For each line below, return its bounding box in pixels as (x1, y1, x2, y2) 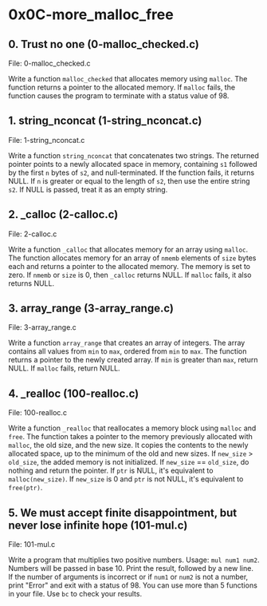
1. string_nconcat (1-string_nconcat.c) (8, 114, 202, 128)
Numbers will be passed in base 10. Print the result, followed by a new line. (8, 564, 253, 573)
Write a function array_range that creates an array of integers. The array (8, 338, 245, 348)
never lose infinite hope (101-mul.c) (8, 518, 188, 532)
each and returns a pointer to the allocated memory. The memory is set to (8, 261, 251, 271)
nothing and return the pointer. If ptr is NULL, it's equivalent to (8, 465, 214, 476)
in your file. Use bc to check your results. (8, 589, 142, 599)
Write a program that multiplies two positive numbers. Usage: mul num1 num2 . (8, 555, 260, 564)
